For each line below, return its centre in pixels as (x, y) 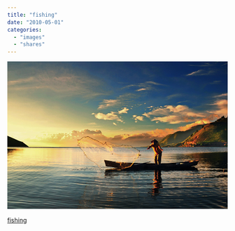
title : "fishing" (33, 15)
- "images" (29, 37)
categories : (24, 29)
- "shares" (29, 45)
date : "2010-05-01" (36, 22)
